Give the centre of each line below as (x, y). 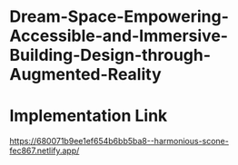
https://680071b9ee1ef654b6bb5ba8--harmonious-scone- (119, 141)
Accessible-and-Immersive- (119, 36)
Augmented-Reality (85, 75)
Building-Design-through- (110, 55)
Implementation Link (89, 116)
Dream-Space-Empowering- (119, 17)
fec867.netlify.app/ (45, 150)
